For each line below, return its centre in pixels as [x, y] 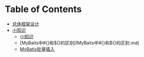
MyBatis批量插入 [37, 49]
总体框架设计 [25, 24]
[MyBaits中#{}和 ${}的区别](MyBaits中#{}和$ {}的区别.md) [79, 43]
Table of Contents [43, 9]
